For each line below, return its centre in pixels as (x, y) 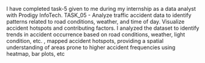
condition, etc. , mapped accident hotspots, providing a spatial (85, 41)
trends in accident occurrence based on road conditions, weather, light (96, 35)
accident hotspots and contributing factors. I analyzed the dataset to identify (103, 28)
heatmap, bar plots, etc (36, 54)
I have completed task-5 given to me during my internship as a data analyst (101, 9)
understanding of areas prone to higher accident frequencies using (91, 47)
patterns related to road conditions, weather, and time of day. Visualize (95, 22)
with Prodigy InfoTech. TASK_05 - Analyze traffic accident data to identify (99, 15)
